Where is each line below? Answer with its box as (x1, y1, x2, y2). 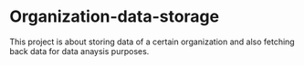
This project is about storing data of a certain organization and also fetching (9, 36, 295, 47)
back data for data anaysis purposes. (9, 45, 150, 56)
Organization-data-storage (9, 6, 220, 27)
